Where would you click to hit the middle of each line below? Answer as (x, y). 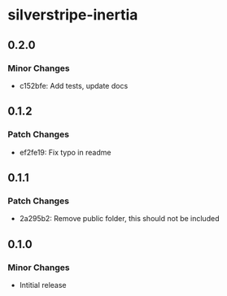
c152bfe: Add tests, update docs (74, 85)
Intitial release (43, 285)
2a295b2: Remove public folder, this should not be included (119, 219)
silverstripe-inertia (73, 15)
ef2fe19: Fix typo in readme (65, 152)
